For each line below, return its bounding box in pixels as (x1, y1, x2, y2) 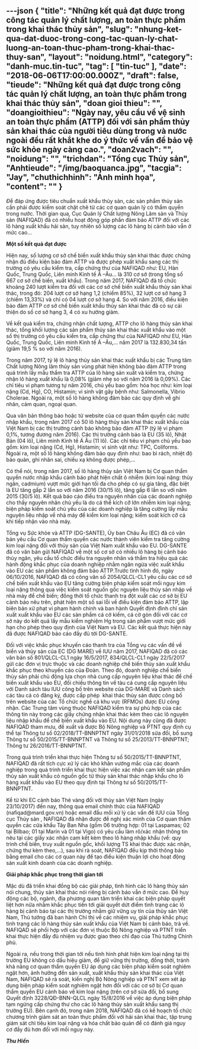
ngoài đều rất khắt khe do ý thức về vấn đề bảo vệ (6, 136, 193, 146)
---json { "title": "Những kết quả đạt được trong (6, 6, 185, 16)
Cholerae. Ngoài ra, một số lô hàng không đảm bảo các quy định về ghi (6, 394, 181, 401)
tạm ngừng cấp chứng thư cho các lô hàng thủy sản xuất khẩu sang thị (6, 1000, 179, 1008)
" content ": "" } (6, 182, 63, 192)
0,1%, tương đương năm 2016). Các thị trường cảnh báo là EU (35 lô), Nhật (6, 430, 187, 438)
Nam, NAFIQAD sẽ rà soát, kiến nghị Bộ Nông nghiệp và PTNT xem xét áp (6, 975, 187, 983)
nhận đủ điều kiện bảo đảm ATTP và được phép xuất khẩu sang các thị (6, 258, 179, 265)
